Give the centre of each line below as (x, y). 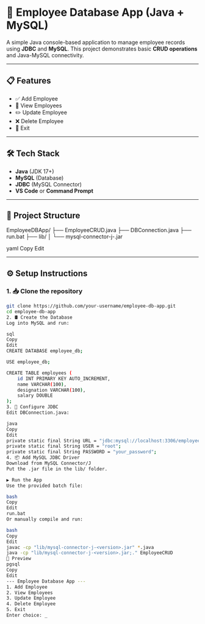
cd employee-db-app (31, 311)
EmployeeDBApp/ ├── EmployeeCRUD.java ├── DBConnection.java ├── (99, 230)
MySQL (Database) (39, 178)
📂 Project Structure (43, 215)
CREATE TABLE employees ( (39, 373)
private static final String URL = (52, 441)
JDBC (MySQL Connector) (49, 184)
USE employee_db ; (28, 362)
